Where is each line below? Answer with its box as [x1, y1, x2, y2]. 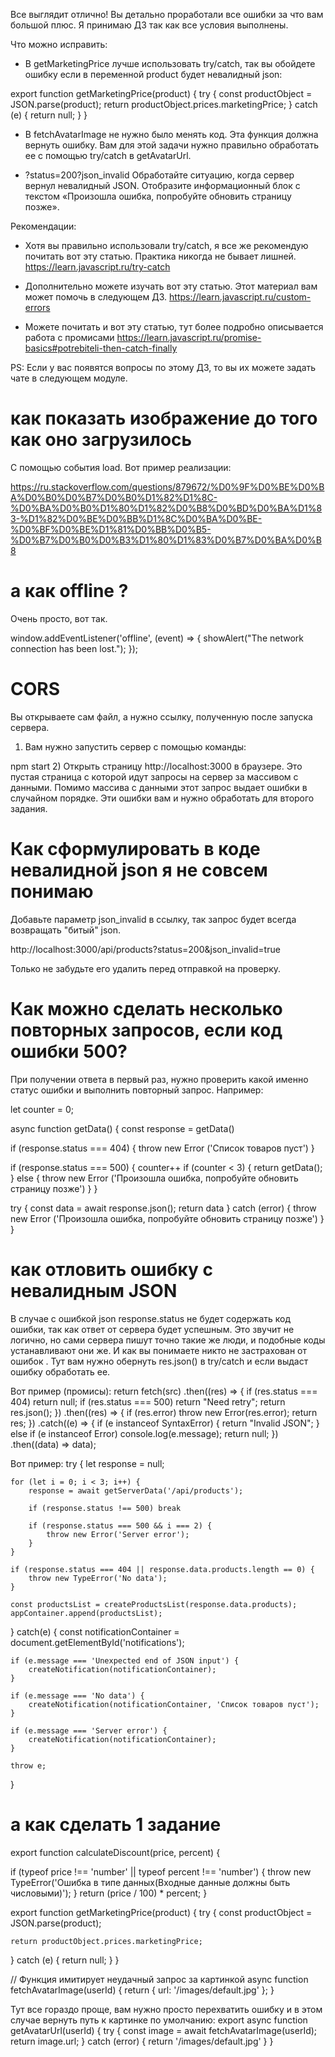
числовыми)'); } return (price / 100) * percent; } [10, 1887, 208, 1899]
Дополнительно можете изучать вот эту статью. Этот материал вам [24, 280, 318, 292]
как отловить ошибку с [10, 1258, 214, 1281]
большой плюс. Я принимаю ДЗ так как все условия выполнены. [10, 19, 289, 31]
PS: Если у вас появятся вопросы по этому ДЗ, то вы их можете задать [10, 362, 317, 373]
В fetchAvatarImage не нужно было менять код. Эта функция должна [24, 129, 319, 140]
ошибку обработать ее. [10, 1365, 111, 1378]
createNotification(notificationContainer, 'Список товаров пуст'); [28, 1699, 320, 1709]
